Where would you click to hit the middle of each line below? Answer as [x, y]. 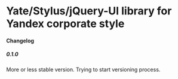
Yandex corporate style [65, 24]
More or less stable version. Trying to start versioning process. [83, 69]
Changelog [20, 41]
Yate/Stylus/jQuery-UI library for [89, 11]
